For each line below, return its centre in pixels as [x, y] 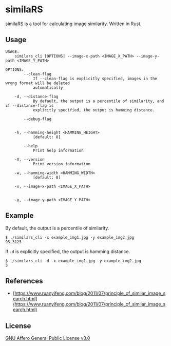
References [24, 281]
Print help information [58, 150]
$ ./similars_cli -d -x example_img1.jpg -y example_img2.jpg [73, 261]
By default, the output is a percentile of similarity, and [98, 101]
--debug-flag [38, 119]
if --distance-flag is [30, 105]
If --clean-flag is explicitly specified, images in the [95, 79]
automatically [48, 88]
